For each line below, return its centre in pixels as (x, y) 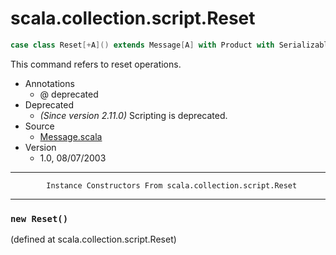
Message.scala (71, 136)
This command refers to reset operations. (96, 64)
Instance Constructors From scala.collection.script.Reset (172, 185)
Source (39, 126)
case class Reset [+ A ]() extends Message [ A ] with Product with (142, 45)
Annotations (49, 83)
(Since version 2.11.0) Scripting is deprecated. (133, 115)
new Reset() (39, 218)
